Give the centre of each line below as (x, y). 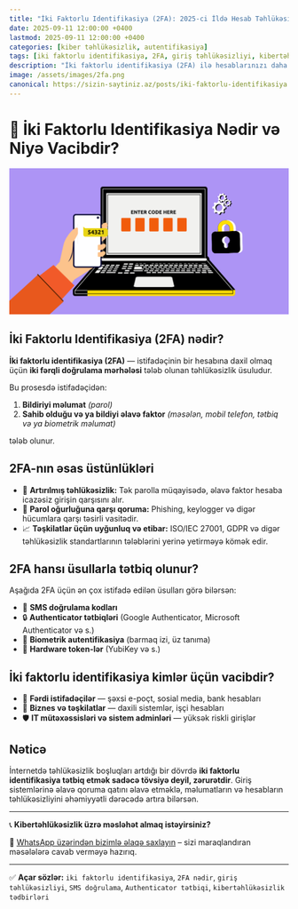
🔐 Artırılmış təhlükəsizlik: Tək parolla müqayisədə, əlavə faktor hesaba (152, 490)
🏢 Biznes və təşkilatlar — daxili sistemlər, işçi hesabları (123, 708)
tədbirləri (29, 897)
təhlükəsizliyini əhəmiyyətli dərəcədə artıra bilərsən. (104, 799)
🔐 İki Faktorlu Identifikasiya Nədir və (145, 129)
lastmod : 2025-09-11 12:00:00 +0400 (77, 37)
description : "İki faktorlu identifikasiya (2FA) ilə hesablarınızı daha (149, 66)
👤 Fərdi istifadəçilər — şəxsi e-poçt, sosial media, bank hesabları (141, 698)
